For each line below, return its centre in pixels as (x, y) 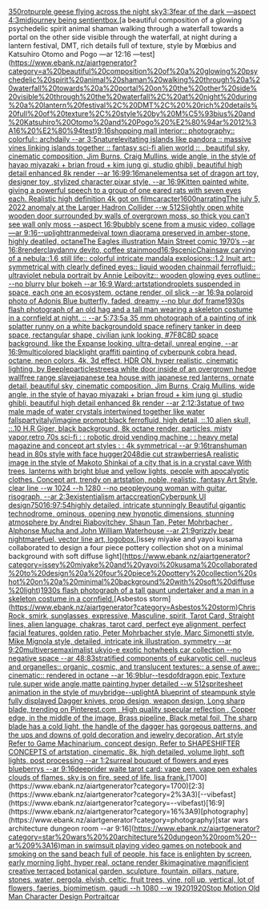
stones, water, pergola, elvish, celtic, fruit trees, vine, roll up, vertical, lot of (131, 879)
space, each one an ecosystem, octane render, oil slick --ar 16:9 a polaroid (131, 292)
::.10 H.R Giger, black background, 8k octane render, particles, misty (120, 428)
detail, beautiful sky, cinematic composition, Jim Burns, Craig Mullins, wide (132, 386)
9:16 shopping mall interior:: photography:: (166, 131)
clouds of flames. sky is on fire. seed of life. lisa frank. (97, 777)
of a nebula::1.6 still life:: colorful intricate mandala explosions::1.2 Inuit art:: (132, 258)
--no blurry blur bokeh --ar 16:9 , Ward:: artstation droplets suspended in (124, 284)
